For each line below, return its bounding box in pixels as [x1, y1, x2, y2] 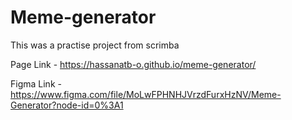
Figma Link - [10, 77, 62, 90]
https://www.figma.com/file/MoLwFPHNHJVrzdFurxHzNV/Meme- [10, 88, 282, 100]
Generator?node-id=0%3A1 [10, 99, 124, 111]
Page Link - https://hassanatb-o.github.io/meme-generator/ [10, 58, 257, 70]
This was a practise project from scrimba [10, 39, 180, 51]
